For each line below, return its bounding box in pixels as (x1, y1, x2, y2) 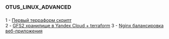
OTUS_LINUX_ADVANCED (5, 4, 72, 11)
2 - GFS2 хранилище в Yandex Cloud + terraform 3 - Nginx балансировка (5, 22, 164, 28)
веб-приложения (5, 28, 43, 34)
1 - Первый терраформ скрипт (5, 17, 72, 23)
